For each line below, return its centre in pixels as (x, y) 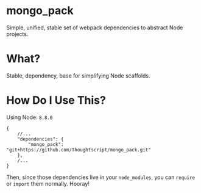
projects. (17, 34)
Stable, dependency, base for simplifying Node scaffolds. (78, 75)
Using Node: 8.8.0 (30, 117)
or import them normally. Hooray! (48, 183)
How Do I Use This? (56, 100)
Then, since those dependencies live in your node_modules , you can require (101, 177)
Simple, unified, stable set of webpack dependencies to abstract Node (95, 27)
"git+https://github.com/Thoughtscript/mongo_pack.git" (79, 150)
